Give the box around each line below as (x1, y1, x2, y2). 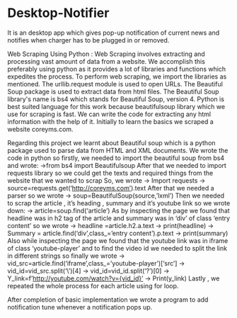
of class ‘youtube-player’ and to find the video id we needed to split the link (7, 244, 228, 252)
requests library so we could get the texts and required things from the (7, 169, 214, 177)
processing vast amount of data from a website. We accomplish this (7, 57, 205, 65)
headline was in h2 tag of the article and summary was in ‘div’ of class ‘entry (7, 214, 231, 222)
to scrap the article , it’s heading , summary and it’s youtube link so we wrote (7, 198, 231, 207)
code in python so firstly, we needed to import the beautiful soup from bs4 (7, 154, 225, 162)
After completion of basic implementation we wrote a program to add (7, 295, 209, 304)
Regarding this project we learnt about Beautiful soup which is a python (7, 138, 216, 147)
